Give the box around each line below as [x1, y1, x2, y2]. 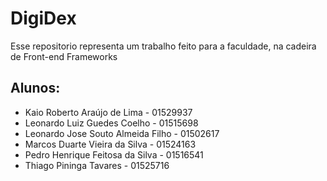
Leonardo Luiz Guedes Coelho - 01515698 [24, 117, 199, 129]
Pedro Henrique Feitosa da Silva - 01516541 [24, 148, 204, 161]
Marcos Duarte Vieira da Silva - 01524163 [24, 138, 197, 150]
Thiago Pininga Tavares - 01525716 [24, 159, 170, 171]
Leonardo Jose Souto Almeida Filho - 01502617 [24, 127, 220, 139]
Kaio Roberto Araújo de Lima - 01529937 [24, 106, 193, 118]
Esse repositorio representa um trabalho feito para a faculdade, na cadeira [10, 40, 317, 52]
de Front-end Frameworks [10, 50, 118, 62]
